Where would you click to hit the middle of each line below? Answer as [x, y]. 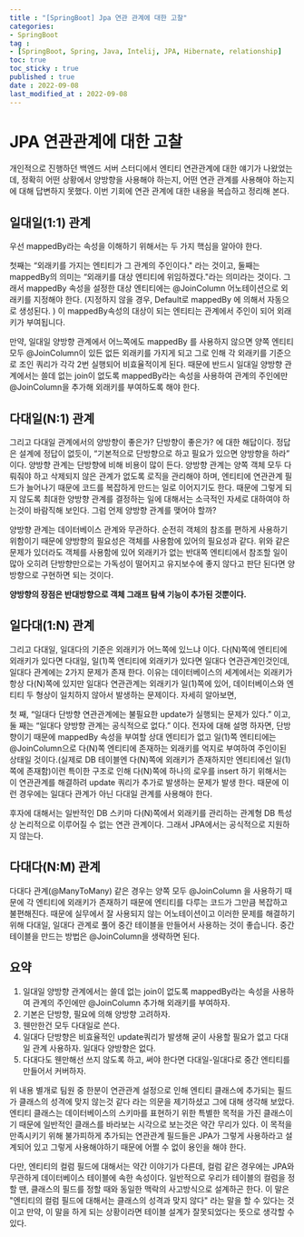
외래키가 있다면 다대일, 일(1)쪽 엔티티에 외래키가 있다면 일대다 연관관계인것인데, [150, 661]
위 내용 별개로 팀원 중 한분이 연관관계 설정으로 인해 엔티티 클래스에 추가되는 [142, 1090]
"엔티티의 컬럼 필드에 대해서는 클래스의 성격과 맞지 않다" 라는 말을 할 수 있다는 [147, 1200]
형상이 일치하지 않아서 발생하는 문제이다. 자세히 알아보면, [137, 694]
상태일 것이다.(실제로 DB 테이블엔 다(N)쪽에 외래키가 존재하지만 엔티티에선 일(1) [150, 759]
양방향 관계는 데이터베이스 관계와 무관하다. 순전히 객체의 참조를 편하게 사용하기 [149, 530]
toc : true [28, 60]
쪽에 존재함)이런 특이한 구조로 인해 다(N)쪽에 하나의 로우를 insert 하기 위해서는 [148, 771]
